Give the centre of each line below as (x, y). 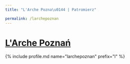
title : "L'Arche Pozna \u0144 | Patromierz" (51, 10)
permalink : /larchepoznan (32, 18)
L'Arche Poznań (38, 43)
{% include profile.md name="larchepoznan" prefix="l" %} (65, 57)
